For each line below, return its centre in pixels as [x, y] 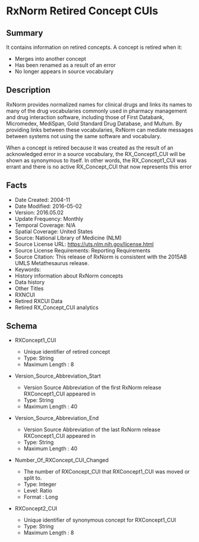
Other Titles [29, 288]
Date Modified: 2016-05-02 [48, 206]
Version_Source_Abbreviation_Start [58, 376]
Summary [25, 33]
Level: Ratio [38, 491]
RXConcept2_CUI [36, 509]
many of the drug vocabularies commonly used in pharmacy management [97, 111]
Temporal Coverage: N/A [45, 225]
